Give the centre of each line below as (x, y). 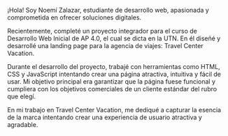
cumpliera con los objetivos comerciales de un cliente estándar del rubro (112, 89)
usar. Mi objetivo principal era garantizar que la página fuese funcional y (111, 82)
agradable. (23, 124)
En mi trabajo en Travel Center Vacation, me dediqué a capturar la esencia (114, 110)
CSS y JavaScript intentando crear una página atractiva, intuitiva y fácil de (114, 74)
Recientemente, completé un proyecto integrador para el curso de (102, 31)
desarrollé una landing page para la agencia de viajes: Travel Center (106, 46)
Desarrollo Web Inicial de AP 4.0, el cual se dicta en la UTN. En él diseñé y (114, 38)
